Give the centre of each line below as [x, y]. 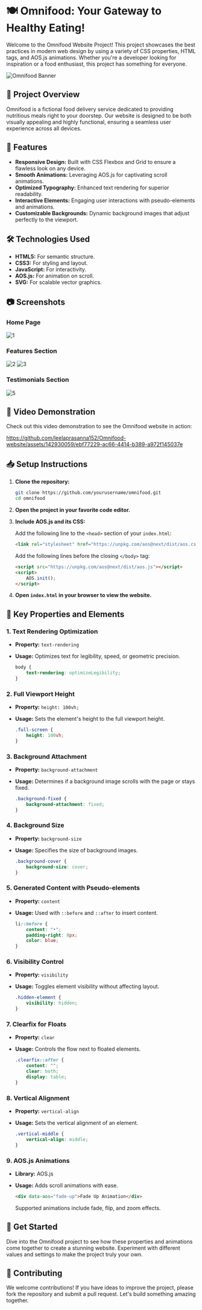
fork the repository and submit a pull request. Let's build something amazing [101, 1294]
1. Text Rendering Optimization [52, 631]
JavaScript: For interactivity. [50, 270]
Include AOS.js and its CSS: [50, 522]
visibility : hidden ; [52, 1003]
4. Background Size [35, 825]
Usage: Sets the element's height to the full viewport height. [90, 719]
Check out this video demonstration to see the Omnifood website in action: [99, 426]
